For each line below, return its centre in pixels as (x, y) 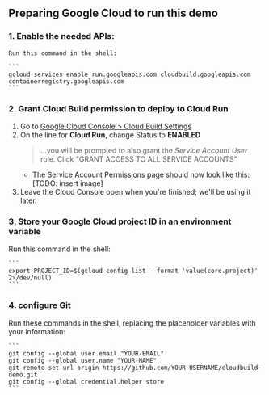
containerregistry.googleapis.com (67, 81)
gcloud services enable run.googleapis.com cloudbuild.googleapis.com (130, 74)
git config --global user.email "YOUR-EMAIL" (86, 353)
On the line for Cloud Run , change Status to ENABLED (110, 134)
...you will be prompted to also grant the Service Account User (144, 150)
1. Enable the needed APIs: (61, 36)
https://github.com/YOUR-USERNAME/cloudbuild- (182, 368)
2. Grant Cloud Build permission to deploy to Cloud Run (118, 108)
